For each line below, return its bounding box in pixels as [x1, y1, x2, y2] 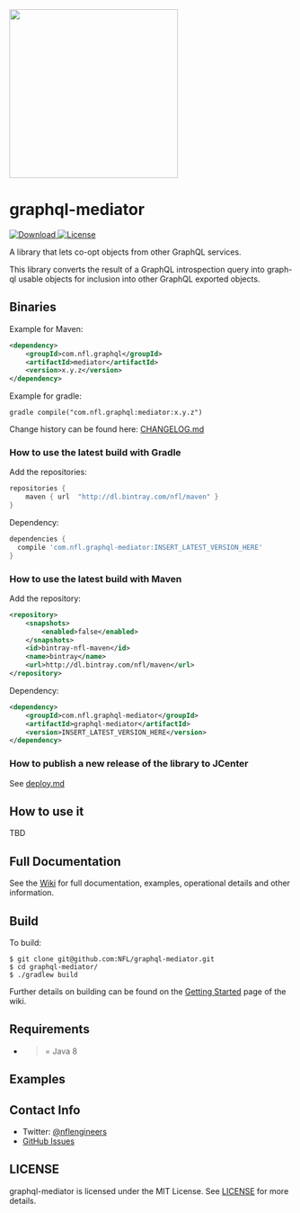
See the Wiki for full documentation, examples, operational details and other [9, 877, 290, 889]
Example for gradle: [9, 391, 83, 401]
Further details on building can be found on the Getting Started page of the [9, 986, 287, 997]
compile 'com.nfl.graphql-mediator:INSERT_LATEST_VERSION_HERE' [17, 543, 263, 552]
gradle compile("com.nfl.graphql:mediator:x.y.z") [9, 409, 203, 418]
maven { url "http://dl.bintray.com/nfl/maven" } [25, 492, 219, 502]
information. [9, 887, 55, 898]
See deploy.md [9, 777, 66, 788]
